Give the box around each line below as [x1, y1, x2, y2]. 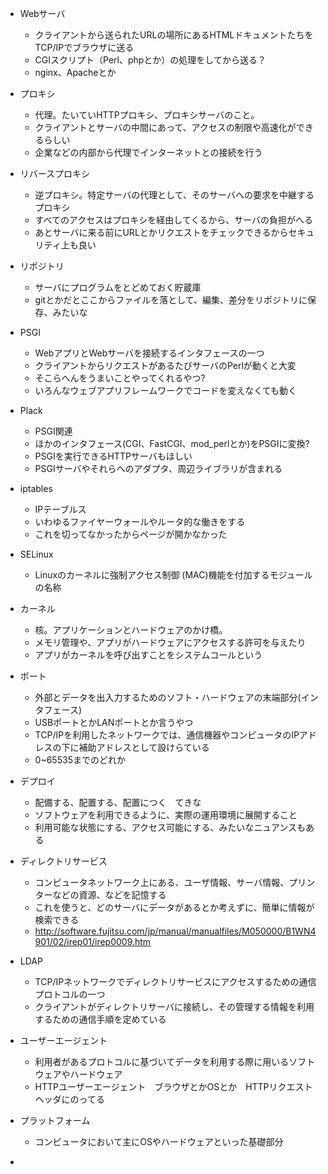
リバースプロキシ [19, 168, 91, 179]
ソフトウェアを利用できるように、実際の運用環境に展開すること [34, 809, 298, 821]
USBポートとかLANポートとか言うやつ [34, 717, 194, 728]
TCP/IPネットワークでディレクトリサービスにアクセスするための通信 [34, 976, 317, 987]
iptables [19, 483, 53, 494]
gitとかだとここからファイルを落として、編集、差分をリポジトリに [34, 294, 308, 306]
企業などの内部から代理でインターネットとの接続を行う [34, 147, 263, 158]
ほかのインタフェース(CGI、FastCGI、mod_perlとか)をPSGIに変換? [34, 438, 310, 449]
